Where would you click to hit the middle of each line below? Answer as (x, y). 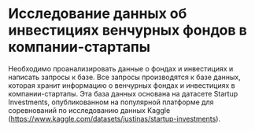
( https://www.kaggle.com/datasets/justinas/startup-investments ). (115, 118)
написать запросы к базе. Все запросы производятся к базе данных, (125, 77)
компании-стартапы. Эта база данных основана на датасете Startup (123, 93)
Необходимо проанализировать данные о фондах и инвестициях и (121, 68)
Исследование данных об (98, 14)
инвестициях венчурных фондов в (128, 30)
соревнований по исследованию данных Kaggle (89, 110)
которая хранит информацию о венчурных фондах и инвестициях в (122, 85)
